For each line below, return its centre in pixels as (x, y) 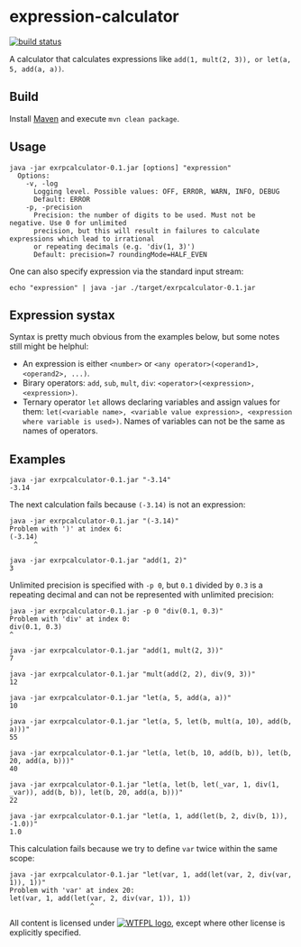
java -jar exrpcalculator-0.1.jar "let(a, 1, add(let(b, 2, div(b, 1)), (149, 816)
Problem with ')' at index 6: (66, 529)
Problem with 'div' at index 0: (70, 619)
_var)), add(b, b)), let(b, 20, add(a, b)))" (96, 793)
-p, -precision (54, 207)
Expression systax (62, 315)
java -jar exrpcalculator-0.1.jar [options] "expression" (120, 168)
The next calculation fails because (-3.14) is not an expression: (128, 505)
